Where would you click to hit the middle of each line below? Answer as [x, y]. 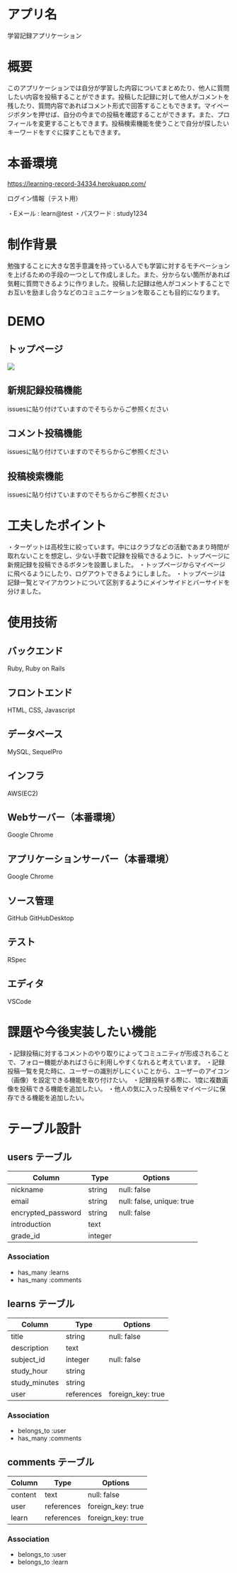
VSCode [19, 1001]
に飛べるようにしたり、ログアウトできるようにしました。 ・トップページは [116, 574]
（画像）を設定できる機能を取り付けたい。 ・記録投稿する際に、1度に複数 [115, 1080]
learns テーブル [41, 1304]
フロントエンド [40, 692]
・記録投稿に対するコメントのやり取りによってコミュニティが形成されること [118, 1053]
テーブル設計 [44, 1128]
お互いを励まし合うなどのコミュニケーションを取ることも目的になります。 [116, 292]
